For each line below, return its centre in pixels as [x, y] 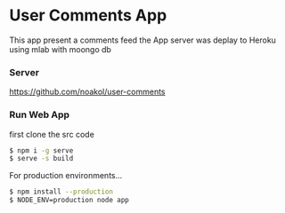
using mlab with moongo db [60, 49]
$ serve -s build [41, 159]
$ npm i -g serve [41, 150]
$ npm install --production [61, 192]
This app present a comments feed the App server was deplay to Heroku [142, 40]
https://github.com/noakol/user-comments [87, 92]
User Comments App [88, 16]
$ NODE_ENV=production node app [69, 201]
